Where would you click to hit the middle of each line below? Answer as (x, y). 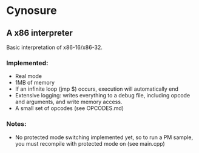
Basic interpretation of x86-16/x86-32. (55, 47)
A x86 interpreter (39, 33)
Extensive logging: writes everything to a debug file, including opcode (103, 96)
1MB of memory (35, 83)
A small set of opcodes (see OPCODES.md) (69, 108)
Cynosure (32, 11)
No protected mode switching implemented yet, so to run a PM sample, (104, 137)
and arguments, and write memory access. (69, 102)
